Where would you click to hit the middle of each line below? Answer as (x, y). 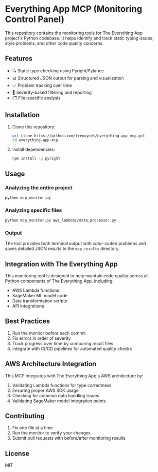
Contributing (25, 416)
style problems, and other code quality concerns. (54, 43)
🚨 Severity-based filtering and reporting (52, 92)
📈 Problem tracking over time (42, 85)
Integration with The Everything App (61, 264)
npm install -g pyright (36, 159)
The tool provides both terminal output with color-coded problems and (76, 244)
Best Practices (27, 321)
